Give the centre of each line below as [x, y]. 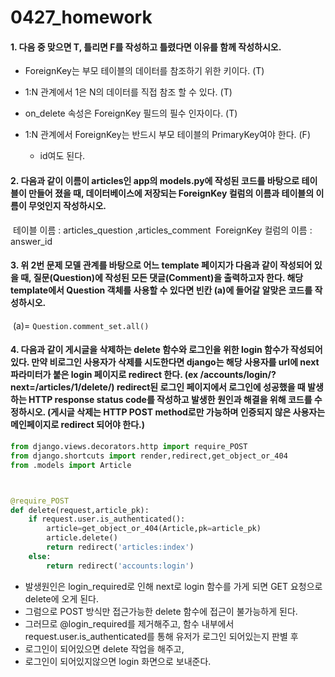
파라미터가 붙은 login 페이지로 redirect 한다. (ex [104, 375]
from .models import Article [71, 465]
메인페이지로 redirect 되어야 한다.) [77, 425]
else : [40, 556]
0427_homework [81, 17]
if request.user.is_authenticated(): [107, 519]
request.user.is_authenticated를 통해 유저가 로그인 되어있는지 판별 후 [161, 636]
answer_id [31, 241]
